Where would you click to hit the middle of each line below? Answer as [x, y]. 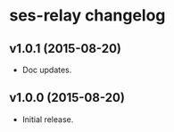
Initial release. [48, 119]
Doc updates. [47, 70]
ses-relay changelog [87, 16]
